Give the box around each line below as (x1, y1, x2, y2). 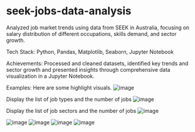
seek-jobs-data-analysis (6, 4, 132, 18)
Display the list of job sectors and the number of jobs (6, 107, 137, 114)
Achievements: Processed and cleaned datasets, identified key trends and (6, 60, 189, 67)
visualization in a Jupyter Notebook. (6, 72, 95, 79)
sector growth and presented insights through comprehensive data (6, 66, 171, 73)
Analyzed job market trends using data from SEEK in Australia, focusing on (6, 24, 190, 31)
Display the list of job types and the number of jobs (6, 96, 132, 103)
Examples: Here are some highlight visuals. (6, 84, 112, 91)
